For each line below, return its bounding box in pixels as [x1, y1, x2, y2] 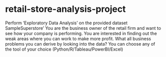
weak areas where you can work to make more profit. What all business [5, 36, 151, 42]
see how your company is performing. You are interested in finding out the [5, 30, 157, 36]
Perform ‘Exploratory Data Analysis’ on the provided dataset [5, 20, 128, 26]
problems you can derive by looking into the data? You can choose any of [5, 41, 156, 47]
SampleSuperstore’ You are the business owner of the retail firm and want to [5, 25, 161, 31]
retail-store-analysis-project [5, 3, 126, 15]
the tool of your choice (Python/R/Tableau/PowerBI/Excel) [5, 46, 123, 52]
